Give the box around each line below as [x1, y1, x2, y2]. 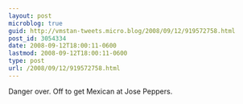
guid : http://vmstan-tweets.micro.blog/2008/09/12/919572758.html [8, 27, 236, 35]
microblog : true [8, 19, 63, 27]
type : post [8, 57, 45, 65]
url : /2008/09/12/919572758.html [8, 64, 121, 73]
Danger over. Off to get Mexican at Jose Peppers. [8, 86, 173, 96]
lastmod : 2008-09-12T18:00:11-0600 [8, 49, 128, 57]
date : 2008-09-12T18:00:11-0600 [8, 42, 117, 50]
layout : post [8, 11, 52, 20]
